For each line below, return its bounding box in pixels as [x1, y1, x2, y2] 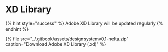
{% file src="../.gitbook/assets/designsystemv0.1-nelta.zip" [5, 36, 129, 42]
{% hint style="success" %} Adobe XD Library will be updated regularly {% [5, 20, 163, 27]
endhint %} [5, 25, 29, 32]
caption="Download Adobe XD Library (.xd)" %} [5, 41, 106, 47]
